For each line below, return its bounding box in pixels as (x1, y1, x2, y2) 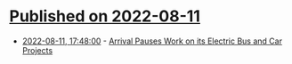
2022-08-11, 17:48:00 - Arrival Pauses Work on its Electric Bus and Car (21, 36, 283, 46)
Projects (21, 44, 53, 55)
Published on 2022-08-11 (9, 6, 200, 27)
